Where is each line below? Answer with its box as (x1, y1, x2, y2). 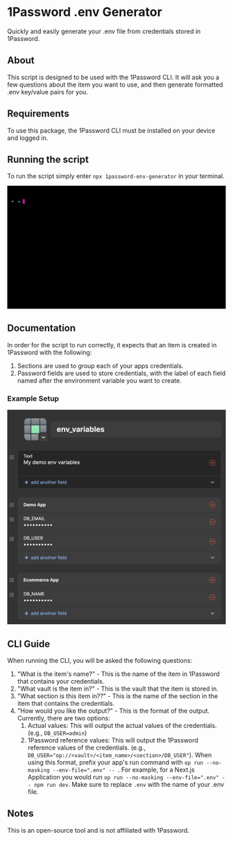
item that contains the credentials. (17, 699, 115, 707)
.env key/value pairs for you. (7, 87, 89, 96)
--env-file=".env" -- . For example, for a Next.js (52, 765, 196, 774)
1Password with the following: (7, 348, 92, 356)
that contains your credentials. (17, 677, 105, 685)
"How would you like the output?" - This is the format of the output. (17, 706, 210, 715)
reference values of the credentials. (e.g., (27, 743, 146, 752)
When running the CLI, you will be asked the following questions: (7, 656, 193, 664)
